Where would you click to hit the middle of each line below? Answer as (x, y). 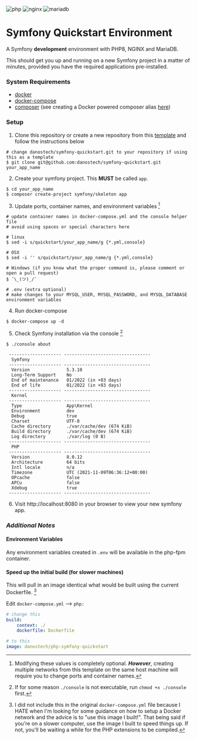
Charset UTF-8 (46, 421)
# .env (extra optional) (36, 290)
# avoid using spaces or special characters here (68, 227)
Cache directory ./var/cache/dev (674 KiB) (72, 426)
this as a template (30, 157)
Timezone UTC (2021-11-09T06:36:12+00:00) (80, 472)
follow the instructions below (50, 141)
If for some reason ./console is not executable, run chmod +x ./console (100, 687)
